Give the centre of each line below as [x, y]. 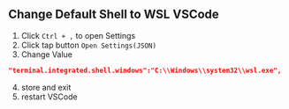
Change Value [46, 54]
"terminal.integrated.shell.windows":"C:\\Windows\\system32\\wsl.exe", [145, 70]
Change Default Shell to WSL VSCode [114, 15]
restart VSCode [49, 97]
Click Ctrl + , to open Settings [78, 35]
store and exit [46, 87]
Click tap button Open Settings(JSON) [88, 45]
